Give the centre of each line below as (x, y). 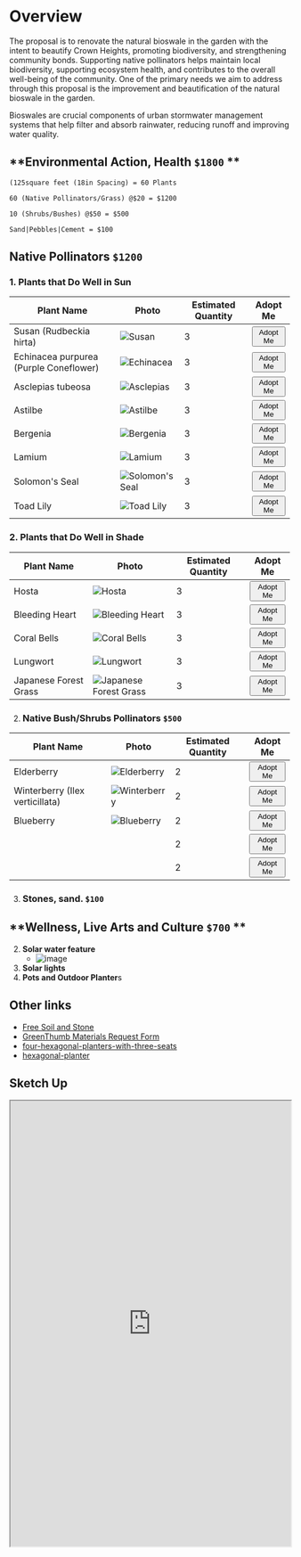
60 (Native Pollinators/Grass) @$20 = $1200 (93, 198)
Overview (46, 16)
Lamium (30, 457)
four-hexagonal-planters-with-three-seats (99, 1045)
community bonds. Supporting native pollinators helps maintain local (135, 60)
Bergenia (33, 434)
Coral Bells (37, 637)
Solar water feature (59, 949)
